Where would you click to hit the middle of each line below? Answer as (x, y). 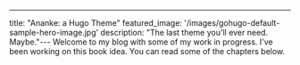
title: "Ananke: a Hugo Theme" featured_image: (96, 23)
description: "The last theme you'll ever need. (184, 32)
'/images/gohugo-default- (232, 23)
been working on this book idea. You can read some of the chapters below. (147, 51)
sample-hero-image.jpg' (54, 32)
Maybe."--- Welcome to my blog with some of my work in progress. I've (142, 42)
